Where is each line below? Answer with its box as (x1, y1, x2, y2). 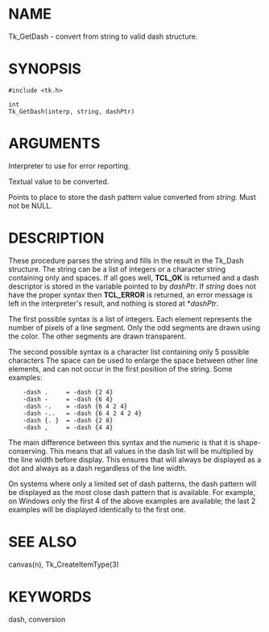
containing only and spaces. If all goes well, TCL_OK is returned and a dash (8, 272, 259, 282)
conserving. (8, 446, 48, 455)
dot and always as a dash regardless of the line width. (8, 463, 188, 472)
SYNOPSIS (8, 60, 82, 78)
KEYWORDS (8, 588, 92, 605)
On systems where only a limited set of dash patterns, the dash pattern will (8, 479, 257, 489)
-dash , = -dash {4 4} (23, 423, 114, 431)
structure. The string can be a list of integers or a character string (8, 264, 226, 274)
